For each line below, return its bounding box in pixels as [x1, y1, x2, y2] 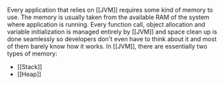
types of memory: [7, 49, 58, 58]
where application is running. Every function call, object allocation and [7, 21, 206, 28]
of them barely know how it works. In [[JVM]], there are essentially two [7, 42, 208, 50]
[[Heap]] [16, 70, 42, 78]
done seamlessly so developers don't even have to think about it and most [7, 35, 217, 43]
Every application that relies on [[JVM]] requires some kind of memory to [7, 6, 214, 14]
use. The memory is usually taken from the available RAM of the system [7, 13, 210, 21]
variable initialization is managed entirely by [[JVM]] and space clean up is [7, 27, 218, 36]
